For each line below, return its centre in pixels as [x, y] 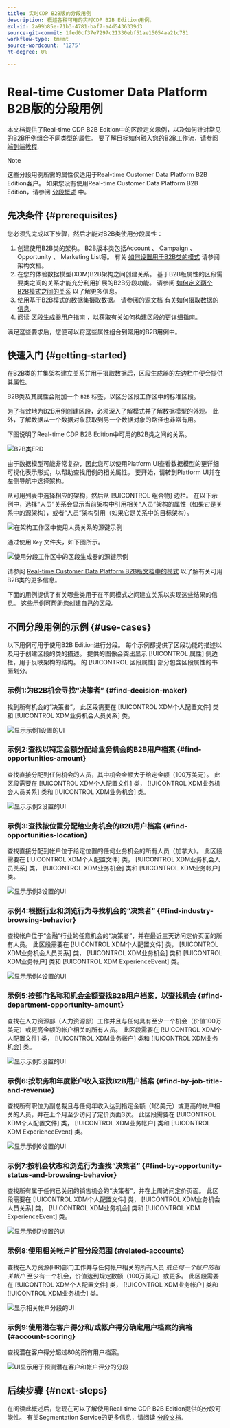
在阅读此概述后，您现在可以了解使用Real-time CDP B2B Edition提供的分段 [111, 1408]
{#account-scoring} [41, 1336]
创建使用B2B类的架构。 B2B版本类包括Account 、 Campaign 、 [106, 248]
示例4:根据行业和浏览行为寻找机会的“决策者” [81, 911]
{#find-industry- [185, 911]
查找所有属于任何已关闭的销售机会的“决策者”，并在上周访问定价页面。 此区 [113, 1191]
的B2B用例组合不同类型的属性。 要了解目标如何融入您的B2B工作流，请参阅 [113, 138]
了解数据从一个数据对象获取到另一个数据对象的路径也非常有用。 [109, 420]
